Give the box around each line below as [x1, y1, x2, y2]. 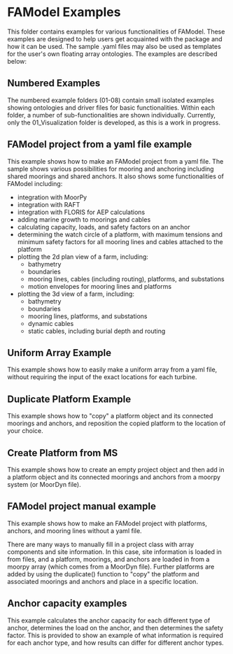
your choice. [7, 427, 43, 435]
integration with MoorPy [17, 193, 87, 201]
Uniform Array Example [7, 347, 112, 359]
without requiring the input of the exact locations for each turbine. [7, 373, 197, 381]
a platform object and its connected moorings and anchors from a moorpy [7, 473, 221, 481]
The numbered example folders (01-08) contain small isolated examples [7, 96, 215, 104]
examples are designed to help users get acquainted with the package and [7, 34, 223, 43]
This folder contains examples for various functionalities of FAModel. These [7, 27, 225, 36]
